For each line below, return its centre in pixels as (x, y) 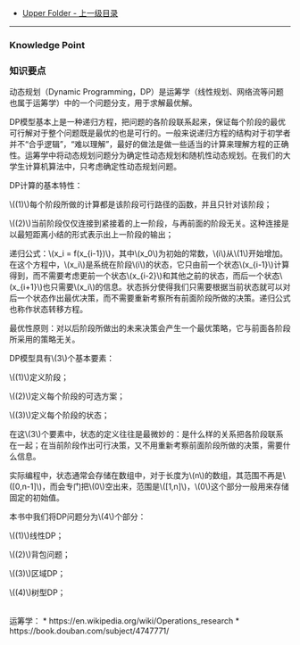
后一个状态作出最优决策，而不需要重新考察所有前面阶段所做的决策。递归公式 (150, 298)
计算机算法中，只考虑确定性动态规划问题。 (103, 167)
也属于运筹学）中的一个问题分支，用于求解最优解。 (103, 103)
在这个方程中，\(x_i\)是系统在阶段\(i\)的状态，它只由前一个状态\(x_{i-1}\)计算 (150, 265)
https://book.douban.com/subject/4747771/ (89, 631)
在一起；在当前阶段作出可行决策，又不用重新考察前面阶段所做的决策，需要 (146, 445)
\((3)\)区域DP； (37, 574)
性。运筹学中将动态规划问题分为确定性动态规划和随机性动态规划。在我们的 (146, 155)
